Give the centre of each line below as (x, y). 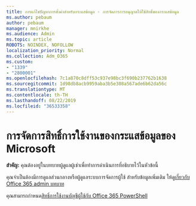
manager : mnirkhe (28, 28)
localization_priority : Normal (45, 51)
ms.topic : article (29, 39)
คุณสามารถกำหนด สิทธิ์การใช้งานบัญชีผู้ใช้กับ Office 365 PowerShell (77, 196)
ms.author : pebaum (29, 17)
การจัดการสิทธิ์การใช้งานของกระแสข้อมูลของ (91, 136)
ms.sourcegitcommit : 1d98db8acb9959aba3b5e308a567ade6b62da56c (87, 84)
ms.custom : (20, 62)
